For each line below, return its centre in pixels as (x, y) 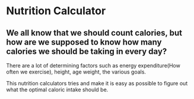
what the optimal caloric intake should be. (57, 90)
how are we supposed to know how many (84, 42)
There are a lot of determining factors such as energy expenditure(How (93, 66)
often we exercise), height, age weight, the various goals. (76, 72)
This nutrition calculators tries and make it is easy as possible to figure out (97, 83)
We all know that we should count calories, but (94, 33)
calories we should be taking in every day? (87, 51)
